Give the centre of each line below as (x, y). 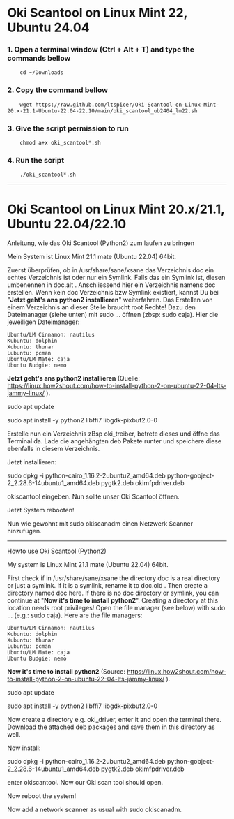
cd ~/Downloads (42, 73)
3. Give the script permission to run (68, 128)
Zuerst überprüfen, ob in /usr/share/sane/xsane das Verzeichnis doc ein (111, 270)
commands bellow (39, 59)
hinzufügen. (24, 531)
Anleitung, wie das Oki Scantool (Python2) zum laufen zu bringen (101, 243)
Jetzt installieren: (32, 462)
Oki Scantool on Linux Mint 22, (97, 13)
